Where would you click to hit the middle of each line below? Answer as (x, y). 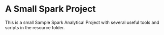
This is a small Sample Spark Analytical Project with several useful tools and (82, 22)
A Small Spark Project (50, 9)
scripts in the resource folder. (35, 27)
